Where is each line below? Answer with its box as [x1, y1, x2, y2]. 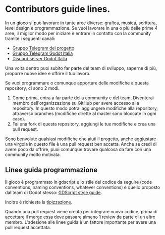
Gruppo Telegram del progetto [12, 45, 75, 51]
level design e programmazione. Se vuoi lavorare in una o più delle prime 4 [5, 25, 158, 31]
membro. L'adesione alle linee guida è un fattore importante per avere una [5, 219, 156, 225]
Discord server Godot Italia [12, 55, 68, 61]
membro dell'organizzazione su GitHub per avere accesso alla [12, 100, 140, 106]
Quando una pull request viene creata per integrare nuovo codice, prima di [5, 208, 158, 214]
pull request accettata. [5, 224, 51, 230]
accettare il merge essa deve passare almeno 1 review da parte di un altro [5, 214, 156, 220]
